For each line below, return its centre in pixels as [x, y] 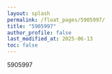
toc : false [23, 45]
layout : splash [29, 13]
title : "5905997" [32, 26]
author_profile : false [39, 33]
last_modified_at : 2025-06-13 [50, 39]
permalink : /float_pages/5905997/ [56, 20]
